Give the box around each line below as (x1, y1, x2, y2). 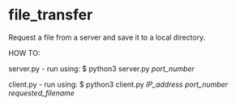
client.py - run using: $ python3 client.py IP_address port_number (8, 79, 229, 89)
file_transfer (8, 6, 93, 24)
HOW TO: (8, 48, 41, 57)
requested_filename (8, 87, 75, 98)
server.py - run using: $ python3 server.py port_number (8, 63, 195, 74)
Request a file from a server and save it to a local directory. (8, 32, 206, 42)
